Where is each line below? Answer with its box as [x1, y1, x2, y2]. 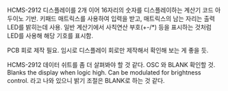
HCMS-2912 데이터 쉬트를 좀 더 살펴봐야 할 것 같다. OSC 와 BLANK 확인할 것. [7, 61, 216, 68]
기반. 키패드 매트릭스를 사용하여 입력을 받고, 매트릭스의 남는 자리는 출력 [25, 14, 216, 23]
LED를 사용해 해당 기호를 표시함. [7, 31, 94, 40]
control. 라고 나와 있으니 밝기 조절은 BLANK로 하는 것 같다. [7, 77, 166, 84]
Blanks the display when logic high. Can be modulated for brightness [7, 68, 201, 77]
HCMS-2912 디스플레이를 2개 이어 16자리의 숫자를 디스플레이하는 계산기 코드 [7, 6, 214, 14]
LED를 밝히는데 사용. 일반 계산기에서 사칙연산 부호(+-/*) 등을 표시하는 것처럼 [7, 23, 212, 31]
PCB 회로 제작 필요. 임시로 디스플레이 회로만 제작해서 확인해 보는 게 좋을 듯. [7, 47, 209, 54]
